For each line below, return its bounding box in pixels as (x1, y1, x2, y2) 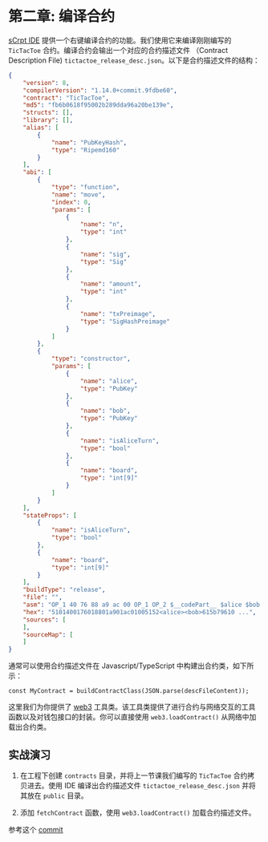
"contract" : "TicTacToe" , (22, 94, 110, 102)
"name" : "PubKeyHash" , (51, 138, 128, 147)
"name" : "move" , (51, 190, 106, 199)
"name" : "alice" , (79, 377, 138, 385)
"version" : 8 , (22, 79, 70, 87)
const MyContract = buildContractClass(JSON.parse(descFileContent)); (8, 687, 250, 695)
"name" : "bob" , (79, 407, 131, 415)
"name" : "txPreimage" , (79, 310, 156, 318)
